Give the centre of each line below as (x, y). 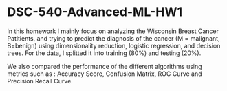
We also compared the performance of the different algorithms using (105, 66)
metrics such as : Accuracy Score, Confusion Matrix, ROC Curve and (105, 74)
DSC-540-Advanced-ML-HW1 (95, 12)
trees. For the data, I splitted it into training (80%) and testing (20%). (104, 53)
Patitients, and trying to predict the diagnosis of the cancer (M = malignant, (113, 38)
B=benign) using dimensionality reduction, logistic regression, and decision (114, 45)
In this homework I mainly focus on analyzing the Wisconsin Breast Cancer (113, 31)
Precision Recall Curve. (40, 81)
